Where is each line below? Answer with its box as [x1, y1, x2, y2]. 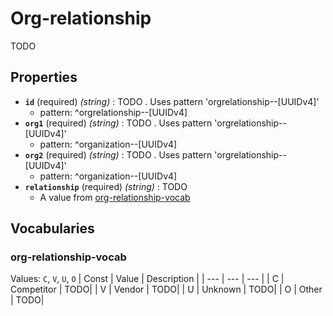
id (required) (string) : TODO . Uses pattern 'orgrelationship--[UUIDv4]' [24, 95, 320, 107]
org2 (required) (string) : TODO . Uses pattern [24, 148, 213, 161]
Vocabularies [10, 220, 95, 237]
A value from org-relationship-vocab [39, 191, 191, 203]
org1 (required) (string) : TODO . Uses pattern [24, 117, 213, 129]
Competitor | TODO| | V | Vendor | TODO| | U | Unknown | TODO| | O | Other [10, 283, 323, 296]
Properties [10, 69, 78, 86]
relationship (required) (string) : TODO [24, 180, 188, 192]
